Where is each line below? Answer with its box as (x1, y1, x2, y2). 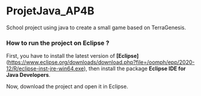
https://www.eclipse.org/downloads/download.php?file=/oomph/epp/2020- (8, 58, 195, 66)
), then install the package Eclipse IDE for (83, 65, 186, 72)
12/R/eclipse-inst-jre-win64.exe (6, 65, 84, 72)
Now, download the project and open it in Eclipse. (6, 83, 129, 90)
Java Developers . (6, 72, 51, 79)
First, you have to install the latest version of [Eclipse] (6, 52, 139, 60)
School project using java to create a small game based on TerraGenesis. (6, 24, 187, 31)
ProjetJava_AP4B (6, 4, 95, 18)
